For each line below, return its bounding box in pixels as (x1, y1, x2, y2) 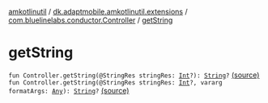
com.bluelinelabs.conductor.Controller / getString (8, 15, 173, 25)
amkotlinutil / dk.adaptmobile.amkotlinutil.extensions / (8, 7, 188, 16)
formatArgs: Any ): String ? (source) (8, 85, 130, 95)
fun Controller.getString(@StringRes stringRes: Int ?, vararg (8, 78, 223, 87)
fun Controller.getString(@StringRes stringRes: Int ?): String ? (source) (8, 70, 260, 80)
